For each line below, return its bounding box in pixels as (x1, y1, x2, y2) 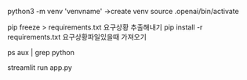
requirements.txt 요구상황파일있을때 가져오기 (7, 33, 147, 41)
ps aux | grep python (7, 48, 75, 57)
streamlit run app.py (7, 63, 72, 72)
